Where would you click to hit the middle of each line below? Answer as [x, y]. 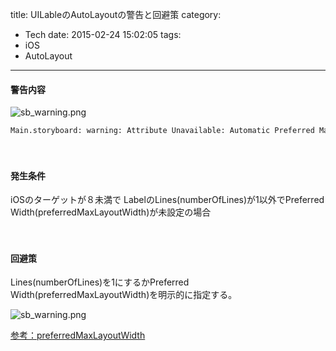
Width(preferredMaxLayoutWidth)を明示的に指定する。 [124, 295]
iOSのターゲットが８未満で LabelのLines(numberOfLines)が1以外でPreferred [167, 200]
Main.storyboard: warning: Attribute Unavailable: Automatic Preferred [162, 131]
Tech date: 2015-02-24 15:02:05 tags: [103, 34]
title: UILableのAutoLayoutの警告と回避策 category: [116, 14]
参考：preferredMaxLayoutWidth [78, 335]
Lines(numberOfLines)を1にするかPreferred [100, 282]
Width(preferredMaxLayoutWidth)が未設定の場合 [111, 212]
